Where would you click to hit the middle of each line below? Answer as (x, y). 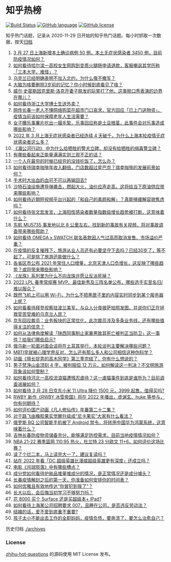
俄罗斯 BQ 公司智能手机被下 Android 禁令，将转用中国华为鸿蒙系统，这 (87, 422)
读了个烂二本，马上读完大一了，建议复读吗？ (60, 454)
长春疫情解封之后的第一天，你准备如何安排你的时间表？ (71, 479)
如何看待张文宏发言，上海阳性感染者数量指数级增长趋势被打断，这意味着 (89, 212)
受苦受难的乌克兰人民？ (42, 314)
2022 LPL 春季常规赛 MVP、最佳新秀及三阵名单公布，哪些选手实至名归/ (88, 282)
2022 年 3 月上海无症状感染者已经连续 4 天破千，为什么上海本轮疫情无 (87, 135)
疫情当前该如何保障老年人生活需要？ (51, 116)
